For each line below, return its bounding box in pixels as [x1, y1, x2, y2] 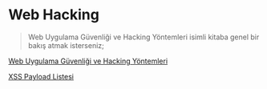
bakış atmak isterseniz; [27, 40, 104, 50]
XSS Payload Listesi [8, 71, 75, 81]
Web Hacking [8, 6, 100, 24]
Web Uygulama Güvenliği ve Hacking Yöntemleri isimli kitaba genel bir [27, 32, 260, 42]
